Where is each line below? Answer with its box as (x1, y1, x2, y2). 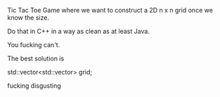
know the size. (7, 13, 49, 22)
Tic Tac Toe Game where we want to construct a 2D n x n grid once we (7, 6, 213, 14)
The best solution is (7, 54, 65, 63)
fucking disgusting (7, 82, 61, 90)
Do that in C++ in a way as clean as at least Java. (7, 27, 150, 35)
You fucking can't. (7, 41, 60, 48)
